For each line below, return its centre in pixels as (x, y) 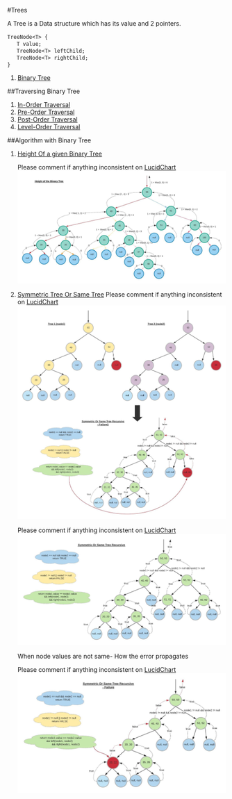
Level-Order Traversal (49, 127)
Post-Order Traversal (47, 120)
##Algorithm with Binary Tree (49, 140)
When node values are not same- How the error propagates (103, 656)
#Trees (17, 10)
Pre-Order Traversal (46, 112)
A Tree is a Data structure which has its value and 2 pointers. (94, 23)
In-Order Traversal (44, 105)
